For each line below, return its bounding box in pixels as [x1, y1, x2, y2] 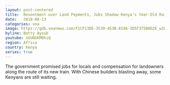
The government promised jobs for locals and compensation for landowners [5, 63, 164, 69]
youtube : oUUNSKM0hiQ [5, 36, 51, 41]
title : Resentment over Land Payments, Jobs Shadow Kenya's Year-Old [5, 12, 157, 17]
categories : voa [5, 21, 39, 27]
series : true [5, 49, 33, 54]
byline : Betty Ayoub [5, 31, 49, 36]
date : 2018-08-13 [5, 17, 47, 22]
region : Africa [5, 40, 37, 45]
